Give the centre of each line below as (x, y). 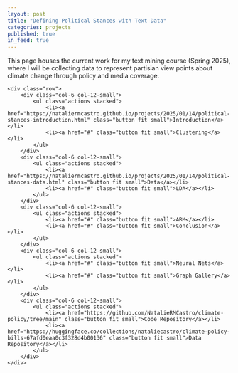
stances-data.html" (36, 182)
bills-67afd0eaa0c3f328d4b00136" (57, 338)
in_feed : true (28, 41)
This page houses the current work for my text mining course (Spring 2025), (119, 61)
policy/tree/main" (34, 320)
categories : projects (39, 27)
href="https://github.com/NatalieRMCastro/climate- (146, 313)
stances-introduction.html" (49, 120)
